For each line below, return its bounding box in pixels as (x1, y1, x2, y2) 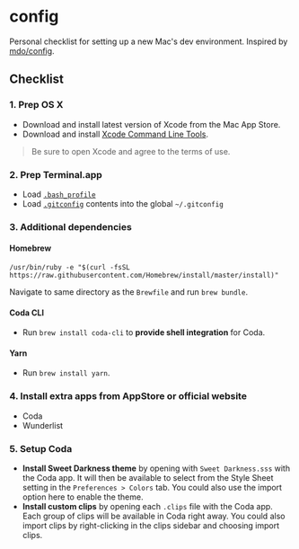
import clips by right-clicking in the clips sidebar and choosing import (22, 520, 280, 531)
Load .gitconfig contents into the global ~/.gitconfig (22, 198, 224, 208)
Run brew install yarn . (22, 367, 110, 378)
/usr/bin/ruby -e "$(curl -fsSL (9, 263, 130, 272)
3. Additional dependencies (9, 220, 132, 233)
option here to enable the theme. (22, 491, 144, 502)
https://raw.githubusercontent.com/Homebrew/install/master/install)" (9, 271, 279, 280)
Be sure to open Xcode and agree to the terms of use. (31, 146, 231, 156)
